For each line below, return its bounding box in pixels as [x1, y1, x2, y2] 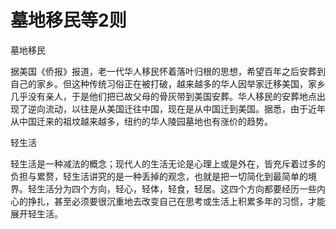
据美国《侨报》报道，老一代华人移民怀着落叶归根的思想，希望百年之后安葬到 [10, 65, 326, 77]
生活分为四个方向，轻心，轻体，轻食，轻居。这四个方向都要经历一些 [36, 182, 317, 195]
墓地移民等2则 [10, 9, 127, 32]
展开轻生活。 [10, 207, 63, 220]
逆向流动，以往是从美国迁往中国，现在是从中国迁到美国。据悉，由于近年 [27, 102, 326, 115]
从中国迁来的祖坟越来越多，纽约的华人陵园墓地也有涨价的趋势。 [10, 115, 273, 127]
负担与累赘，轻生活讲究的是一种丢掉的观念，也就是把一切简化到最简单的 [10, 170, 308, 182]
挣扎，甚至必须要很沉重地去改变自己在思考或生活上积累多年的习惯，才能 [27, 195, 326, 207]
